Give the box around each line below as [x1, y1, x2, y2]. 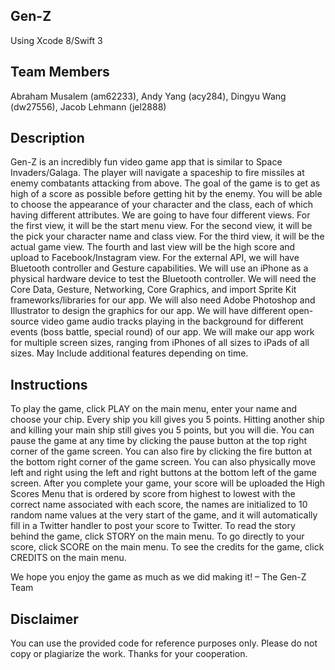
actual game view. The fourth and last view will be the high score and [10, 241, 296, 253]
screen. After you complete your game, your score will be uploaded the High [10, 477, 326, 489]
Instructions [10, 376, 88, 393]
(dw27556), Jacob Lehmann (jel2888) [10, 100, 167, 113]
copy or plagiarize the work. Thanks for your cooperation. [10, 648, 248, 660]
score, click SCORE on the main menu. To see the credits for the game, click [10, 541, 325, 553]
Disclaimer [10, 610, 79, 628]
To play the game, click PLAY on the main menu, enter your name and [10, 403, 297, 415]
